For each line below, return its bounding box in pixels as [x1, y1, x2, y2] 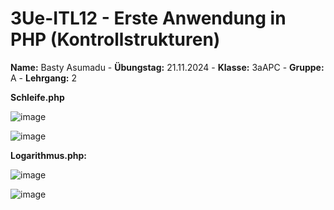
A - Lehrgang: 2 [10, 72, 78, 84]
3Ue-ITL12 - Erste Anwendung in [10, 7, 287, 30]
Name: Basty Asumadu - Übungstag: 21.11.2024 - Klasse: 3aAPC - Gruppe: [10, 61, 325, 73]
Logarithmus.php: [10, 149, 87, 161]
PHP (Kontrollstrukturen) [10, 28, 221, 51]
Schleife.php [10, 91, 65, 103]
